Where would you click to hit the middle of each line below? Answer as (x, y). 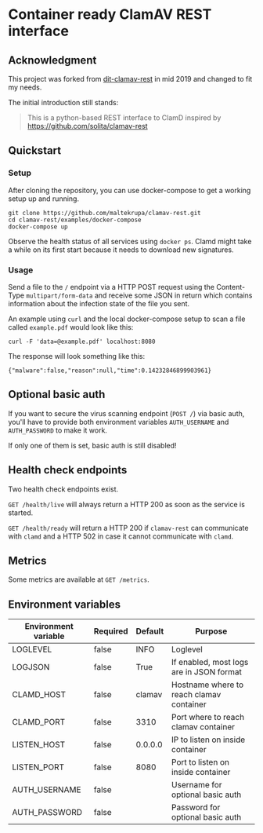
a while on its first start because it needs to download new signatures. (121, 250)
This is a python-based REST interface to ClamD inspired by (124, 118)
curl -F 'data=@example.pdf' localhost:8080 (82, 342)
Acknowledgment (52, 60)
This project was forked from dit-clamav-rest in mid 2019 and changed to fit (130, 79)
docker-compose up (38, 227)
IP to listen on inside (208, 740)
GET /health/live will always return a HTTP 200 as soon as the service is (126, 504)
